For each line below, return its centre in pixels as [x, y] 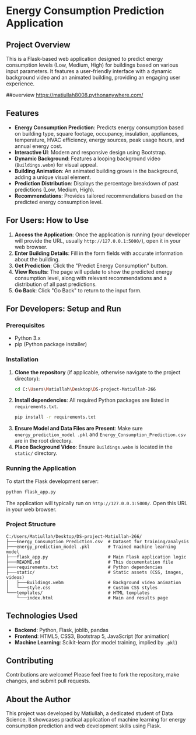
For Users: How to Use [48, 220]
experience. [20, 84]
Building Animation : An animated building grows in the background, [97, 171]
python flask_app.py [31, 492]
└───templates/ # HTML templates [78, 593]
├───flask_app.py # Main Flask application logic [96, 557]
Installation [22, 360]
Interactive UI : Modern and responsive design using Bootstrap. [90, 152]
